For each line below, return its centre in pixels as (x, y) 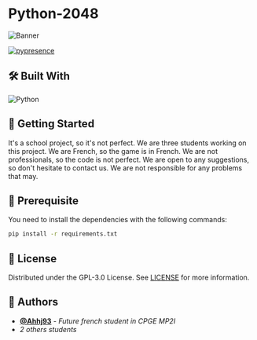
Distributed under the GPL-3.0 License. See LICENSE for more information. (129, 278)
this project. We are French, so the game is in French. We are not (113, 151)
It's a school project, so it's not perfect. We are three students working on (127, 143)
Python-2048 (54, 14)
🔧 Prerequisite (43, 201)
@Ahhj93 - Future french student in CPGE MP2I (97, 321)
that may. (23, 176)
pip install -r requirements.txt (63, 234)
